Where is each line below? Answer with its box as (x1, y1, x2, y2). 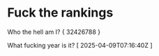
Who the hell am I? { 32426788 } (7, 28, 101, 36)
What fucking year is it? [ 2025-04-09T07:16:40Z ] (7, 41, 153, 49)
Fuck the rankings (7, 5, 114, 21)
